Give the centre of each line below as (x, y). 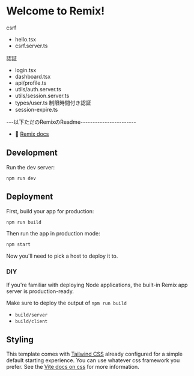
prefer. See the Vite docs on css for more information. (73, 367)
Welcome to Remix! (56, 11)
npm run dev (21, 178)
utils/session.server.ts (42, 96)
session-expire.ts (36, 109)
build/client (31, 321)
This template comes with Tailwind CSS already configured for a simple (95, 354)
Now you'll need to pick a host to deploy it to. (62, 256)
